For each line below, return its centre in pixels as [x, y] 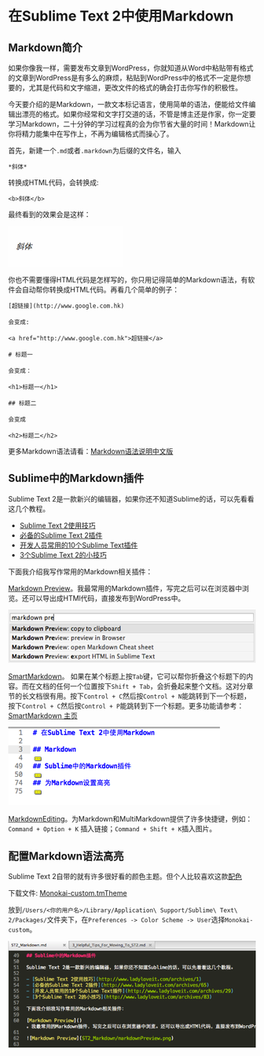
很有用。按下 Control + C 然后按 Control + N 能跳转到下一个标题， [147, 696]
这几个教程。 [29, 509]
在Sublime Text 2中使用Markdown [121, 16]
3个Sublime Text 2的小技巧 [63, 554]
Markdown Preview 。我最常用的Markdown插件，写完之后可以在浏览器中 [125, 588]
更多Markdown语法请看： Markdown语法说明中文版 [91, 451]
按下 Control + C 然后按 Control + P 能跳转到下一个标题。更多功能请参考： [126, 706]
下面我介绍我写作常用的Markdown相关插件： [81, 572]
